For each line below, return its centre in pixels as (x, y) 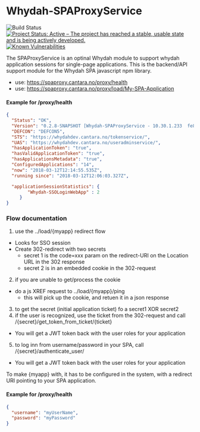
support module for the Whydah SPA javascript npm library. (79, 70)
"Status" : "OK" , (32, 120)
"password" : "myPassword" (44, 418)
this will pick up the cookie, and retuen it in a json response (96, 298)
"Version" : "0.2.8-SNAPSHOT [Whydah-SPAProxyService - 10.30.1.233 (97, 126)
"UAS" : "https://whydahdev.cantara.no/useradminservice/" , (86, 142)
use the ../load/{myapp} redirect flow (60, 231)
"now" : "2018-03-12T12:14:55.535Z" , (57, 170)
